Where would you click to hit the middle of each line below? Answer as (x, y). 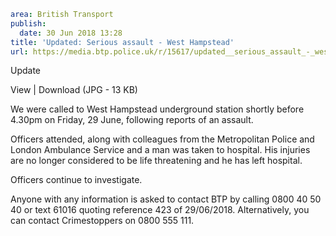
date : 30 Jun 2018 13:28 (71, 33)
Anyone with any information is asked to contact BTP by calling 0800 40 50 (166, 199)
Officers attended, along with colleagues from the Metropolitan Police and (162, 139)
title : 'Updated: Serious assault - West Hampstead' (122, 42)
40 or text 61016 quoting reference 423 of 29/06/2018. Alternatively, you (160, 210)
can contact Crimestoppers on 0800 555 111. (102, 221)
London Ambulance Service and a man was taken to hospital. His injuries (160, 150)
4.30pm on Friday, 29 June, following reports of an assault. (132, 120)
